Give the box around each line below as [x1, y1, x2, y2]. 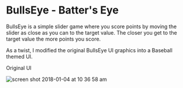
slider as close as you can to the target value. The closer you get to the [6, 29, 177, 36]
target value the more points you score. [6, 35, 101, 42]
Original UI [6, 64, 32, 71]
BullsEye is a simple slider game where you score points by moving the [6, 23, 177, 30]
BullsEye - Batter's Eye [6, 4, 119, 17]
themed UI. [6, 53, 33, 60]
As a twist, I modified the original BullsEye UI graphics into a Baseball [6, 46, 172, 53]
